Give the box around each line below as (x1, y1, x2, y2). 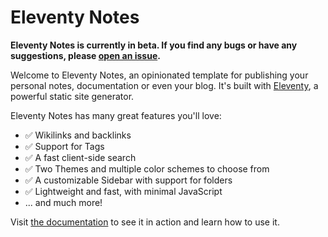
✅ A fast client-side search (24, 151, 137, 163)
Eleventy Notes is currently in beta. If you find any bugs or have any (10, 39, 298, 51)
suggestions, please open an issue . (10, 49, 161, 61)
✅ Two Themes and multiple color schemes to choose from (24, 162, 270, 175)
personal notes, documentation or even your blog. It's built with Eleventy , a (10, 79, 319, 91)
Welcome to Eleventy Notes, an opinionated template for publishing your (10, 69, 309, 81)
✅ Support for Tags (24, 140, 105, 152)
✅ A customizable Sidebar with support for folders (24, 174, 233, 186)
